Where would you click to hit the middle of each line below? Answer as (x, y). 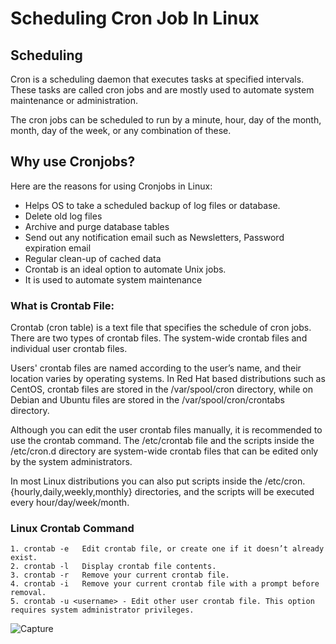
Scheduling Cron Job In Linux (135, 18)
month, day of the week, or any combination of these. (121, 130)
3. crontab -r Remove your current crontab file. (120, 575)
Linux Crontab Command (72, 529)
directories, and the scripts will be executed (224, 492)
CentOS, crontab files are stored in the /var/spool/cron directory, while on (161, 389)
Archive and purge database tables (97, 226)
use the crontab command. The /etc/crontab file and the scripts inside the (162, 441)
